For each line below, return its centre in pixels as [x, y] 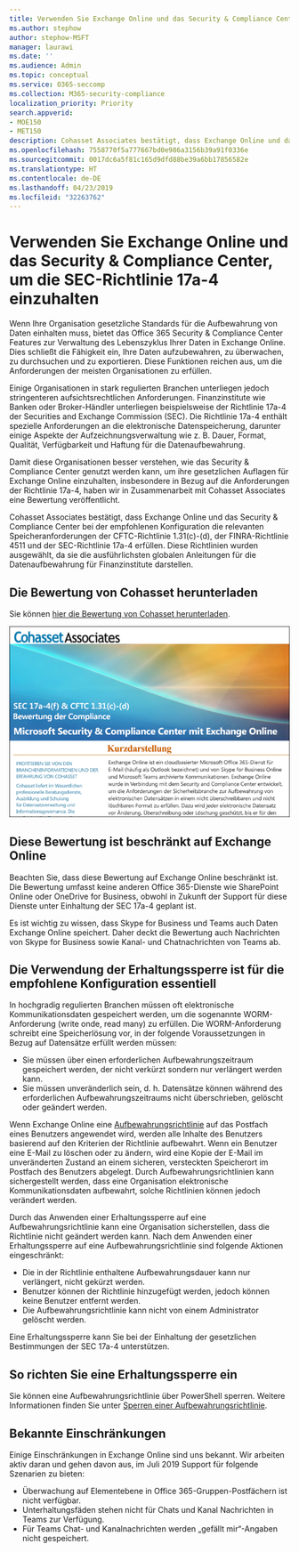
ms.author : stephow [45, 28]
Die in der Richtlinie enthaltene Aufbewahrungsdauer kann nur [136, 1273]
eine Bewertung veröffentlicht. [65, 500]
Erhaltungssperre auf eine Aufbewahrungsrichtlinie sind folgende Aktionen [146, 1246]
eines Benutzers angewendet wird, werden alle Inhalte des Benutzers [136, 1134]
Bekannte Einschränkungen [88, 1433]
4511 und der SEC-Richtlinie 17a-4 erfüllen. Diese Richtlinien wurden [134, 546]
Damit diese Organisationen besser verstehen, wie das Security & [129, 462]
